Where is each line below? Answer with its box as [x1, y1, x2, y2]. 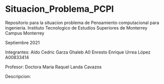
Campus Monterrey [5, 30, 44, 36]
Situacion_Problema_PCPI [5, 3, 114, 15]
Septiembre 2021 [5, 39, 40, 45]
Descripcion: [5, 73, 31, 79]
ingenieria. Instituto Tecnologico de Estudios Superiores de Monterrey [5, 25, 148, 30]
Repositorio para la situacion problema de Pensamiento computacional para [5, 20, 160, 26]
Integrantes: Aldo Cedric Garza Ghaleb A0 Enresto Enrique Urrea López [5, 49, 151, 55]
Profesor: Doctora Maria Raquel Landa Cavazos [5, 64, 102, 70]
